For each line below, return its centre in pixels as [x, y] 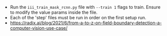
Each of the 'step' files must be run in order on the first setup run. [78, 18]
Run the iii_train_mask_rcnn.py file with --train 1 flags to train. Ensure [85, 7]
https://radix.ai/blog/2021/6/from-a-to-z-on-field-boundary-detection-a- [86, 23]
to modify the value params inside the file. [54, 12]
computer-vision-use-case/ [39, 28]
